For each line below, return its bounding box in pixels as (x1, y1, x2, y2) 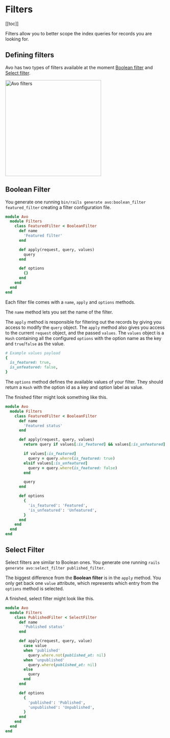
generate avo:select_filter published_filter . (5, 564, 105, 571)
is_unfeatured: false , (10, 365, 58, 370)
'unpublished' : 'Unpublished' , (28, 705, 95, 710)
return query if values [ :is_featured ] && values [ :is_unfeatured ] (23, 442, 166, 447)
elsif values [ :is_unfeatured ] (23, 460, 88, 466)
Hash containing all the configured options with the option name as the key (5, 335, 162, 341)
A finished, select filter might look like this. (5, 595, 94, 601)
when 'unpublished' (23, 657, 65, 663)
